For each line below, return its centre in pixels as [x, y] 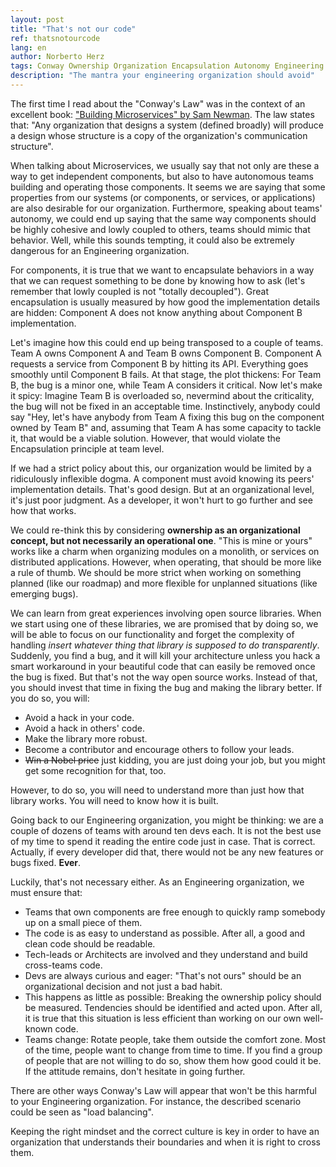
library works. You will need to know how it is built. [114, 800]
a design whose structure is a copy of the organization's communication [159, 135]
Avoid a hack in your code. [79, 717]
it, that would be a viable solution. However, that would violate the [145, 438]
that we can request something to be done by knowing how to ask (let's [158, 280]
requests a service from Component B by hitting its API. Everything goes [159, 363]
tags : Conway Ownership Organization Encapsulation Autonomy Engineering [167, 66]
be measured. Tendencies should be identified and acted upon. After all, [173, 1007]
